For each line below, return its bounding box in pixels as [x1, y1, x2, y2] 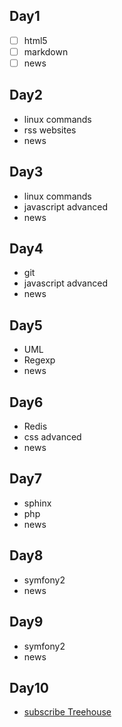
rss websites [23, 124, 77, 136]
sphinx [23, 497, 52, 509]
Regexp [23, 354, 56, 366]
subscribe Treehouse [23, 706, 112, 718]
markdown [23, 45, 69, 58]
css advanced [23, 431, 82, 443]
